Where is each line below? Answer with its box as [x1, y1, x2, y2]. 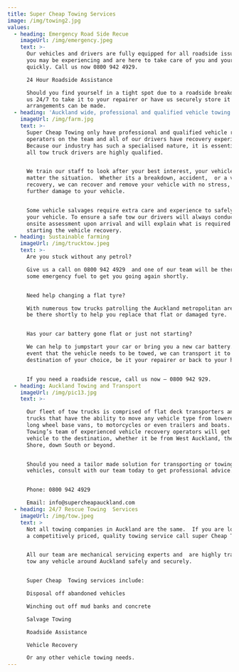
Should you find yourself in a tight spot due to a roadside [26, 89, 212, 96]
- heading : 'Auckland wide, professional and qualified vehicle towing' [14, 109, 234, 116]
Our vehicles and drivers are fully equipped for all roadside [26, 51, 218, 58]
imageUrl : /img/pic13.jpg [20, 389, 97, 396]
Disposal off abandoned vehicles [26, 590, 126, 597]
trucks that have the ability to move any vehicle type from [26, 415, 212, 423]
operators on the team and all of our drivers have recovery [26, 135, 212, 143]
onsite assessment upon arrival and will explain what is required [26, 220, 231, 227]
